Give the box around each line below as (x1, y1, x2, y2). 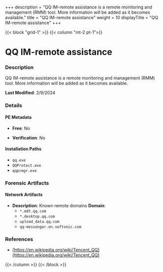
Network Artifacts (5, 191, 43, 198)
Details (5, 102, 23, 109)
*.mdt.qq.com (19, 209, 47, 214)
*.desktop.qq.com (19, 214, 55, 219)
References (5, 236, 33, 243)
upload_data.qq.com (19, 219, 60, 224)
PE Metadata (5, 114, 32, 120)
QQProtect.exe (12, 163, 41, 168)
